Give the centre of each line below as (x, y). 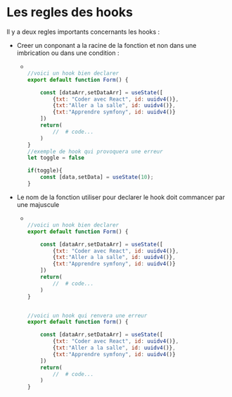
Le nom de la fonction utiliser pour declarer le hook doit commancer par (121, 197)
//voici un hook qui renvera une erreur (87, 315)
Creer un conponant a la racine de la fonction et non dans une (107, 45)
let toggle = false (56, 158)
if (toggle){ (45, 171)
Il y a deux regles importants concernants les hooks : (83, 32)
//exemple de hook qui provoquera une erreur (95, 151)
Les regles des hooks (70, 12)
